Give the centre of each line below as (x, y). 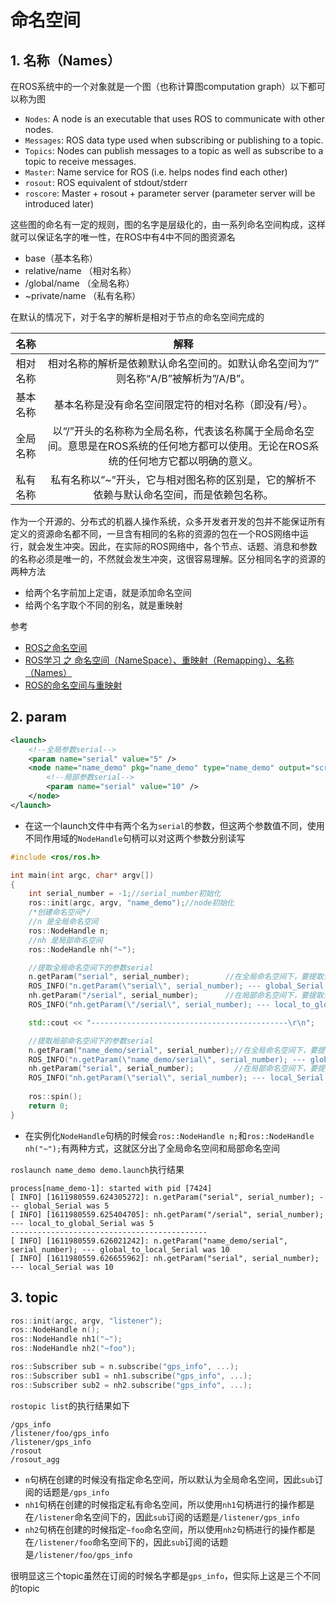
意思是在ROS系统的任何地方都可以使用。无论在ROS (188, 446)
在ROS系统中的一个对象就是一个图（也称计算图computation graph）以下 (159, 86)
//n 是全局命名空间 (63, 922)
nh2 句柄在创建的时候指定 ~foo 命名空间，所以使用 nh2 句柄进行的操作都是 (170, 1529)
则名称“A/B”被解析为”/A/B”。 (183, 378)
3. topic (34, 1297)
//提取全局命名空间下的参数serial (91, 967)
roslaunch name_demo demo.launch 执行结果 (97, 1169)
